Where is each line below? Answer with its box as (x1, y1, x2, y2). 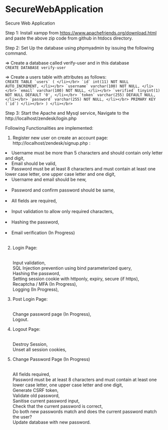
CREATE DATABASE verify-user (5, 65, 66, 70)
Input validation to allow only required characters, (12, 208, 114, 214)
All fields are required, (12, 197, 57, 203)
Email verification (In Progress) (12, 230, 75, 236)
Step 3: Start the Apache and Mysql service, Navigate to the (5, 110, 129, 116)
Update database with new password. (12, 419, 91, 425)
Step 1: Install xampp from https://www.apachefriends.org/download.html (5, 30, 157, 36)
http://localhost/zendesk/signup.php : (12, 140, 91, 146)
